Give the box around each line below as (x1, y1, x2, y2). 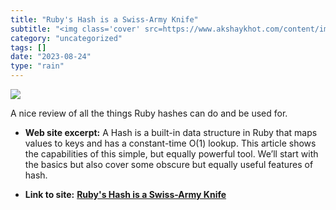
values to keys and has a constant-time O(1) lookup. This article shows (24, 137, 317, 149)
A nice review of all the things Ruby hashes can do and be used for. (10, 107, 288, 119)
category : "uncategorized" (10, 33, 123, 43)
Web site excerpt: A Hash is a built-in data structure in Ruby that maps (24, 127, 318, 138)
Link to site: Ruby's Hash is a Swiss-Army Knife (24, 189, 227, 200)
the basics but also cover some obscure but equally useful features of (24, 159, 314, 170)
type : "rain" (10, 61, 65, 71)
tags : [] (10, 42, 47, 53)
